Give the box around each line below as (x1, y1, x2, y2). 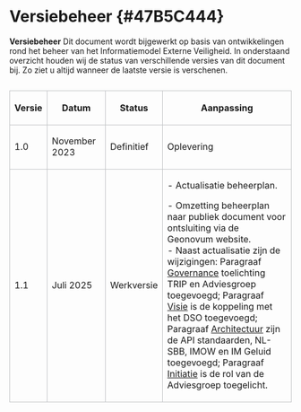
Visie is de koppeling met (167, 300, 273, 312)
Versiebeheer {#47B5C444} (9, 6, 225, 27)
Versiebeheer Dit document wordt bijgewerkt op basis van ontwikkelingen (9, 36, 285, 47)
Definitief (110, 140, 150, 153)
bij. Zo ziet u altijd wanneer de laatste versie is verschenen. (9, 65, 228, 75)
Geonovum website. (167, 232, 252, 245)
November (51, 135, 97, 147)
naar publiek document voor (167, 210, 287, 223)
